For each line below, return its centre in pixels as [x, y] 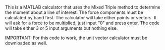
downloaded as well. [26, 43]
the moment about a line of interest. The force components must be [74, 12]
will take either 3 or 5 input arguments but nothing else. [61, 28]
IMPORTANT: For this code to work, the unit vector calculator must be [76, 38]
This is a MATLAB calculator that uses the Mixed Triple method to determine [83, 7]
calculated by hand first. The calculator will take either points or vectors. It [81, 18]
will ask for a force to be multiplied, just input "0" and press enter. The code [82, 23]
